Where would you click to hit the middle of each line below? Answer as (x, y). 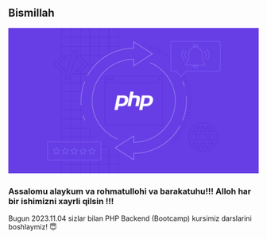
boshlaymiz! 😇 (33, 227)
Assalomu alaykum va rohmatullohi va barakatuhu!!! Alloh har (130, 191)
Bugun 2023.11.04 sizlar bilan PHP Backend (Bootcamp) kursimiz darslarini (130, 218)
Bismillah (31, 13)
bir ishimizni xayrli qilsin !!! (61, 202)
